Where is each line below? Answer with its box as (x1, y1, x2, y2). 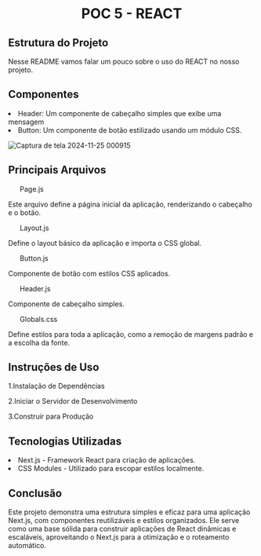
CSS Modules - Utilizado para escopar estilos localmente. (18, 464, 205, 474)
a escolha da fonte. (8, 338, 71, 347)
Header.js (19, 283, 51, 293)
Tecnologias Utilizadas (8, 434, 122, 448)
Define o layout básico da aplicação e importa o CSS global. (8, 238, 202, 247)
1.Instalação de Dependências (8, 382, 105, 391)
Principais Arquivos (8, 163, 107, 177)
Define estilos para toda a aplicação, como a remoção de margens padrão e (8, 329, 253, 338)
